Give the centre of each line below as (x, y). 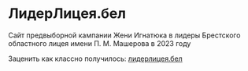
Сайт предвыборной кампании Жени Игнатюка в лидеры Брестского (124, 35)
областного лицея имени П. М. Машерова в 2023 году (100, 43)
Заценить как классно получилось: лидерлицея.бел (95, 59)
